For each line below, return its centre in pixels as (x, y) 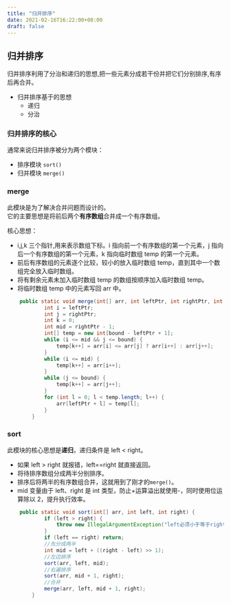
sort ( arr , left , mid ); (76, 563)
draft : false (26, 26)
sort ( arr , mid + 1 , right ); (84, 576)
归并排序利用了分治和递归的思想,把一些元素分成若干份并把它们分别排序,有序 (114, 74)
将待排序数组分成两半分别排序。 (62, 473)
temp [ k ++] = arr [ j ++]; (89, 385)
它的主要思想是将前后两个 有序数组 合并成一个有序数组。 (85, 216)
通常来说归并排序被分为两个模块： (55, 150)
